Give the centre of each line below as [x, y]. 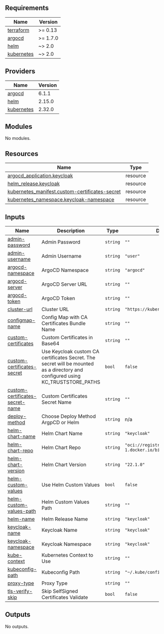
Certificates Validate [65, 597]
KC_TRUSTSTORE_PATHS [71, 382]
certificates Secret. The [68, 358]
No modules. [18, 138]
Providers [20, 71]
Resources [22, 154]
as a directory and [62, 370]
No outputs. [17, 626]
